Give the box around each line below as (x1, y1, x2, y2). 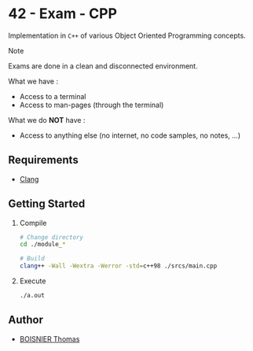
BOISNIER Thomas (19, 334, 80, 343)
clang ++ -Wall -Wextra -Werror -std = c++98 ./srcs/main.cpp (19, 262, 218, 270)
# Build (19, 255, 45, 263)
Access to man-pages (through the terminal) (19, 100, 164, 109)
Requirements (8, 153, 79, 167)
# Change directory (19, 233, 84, 241)
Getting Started (8, 198, 86, 211)
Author (8, 313, 43, 327)
